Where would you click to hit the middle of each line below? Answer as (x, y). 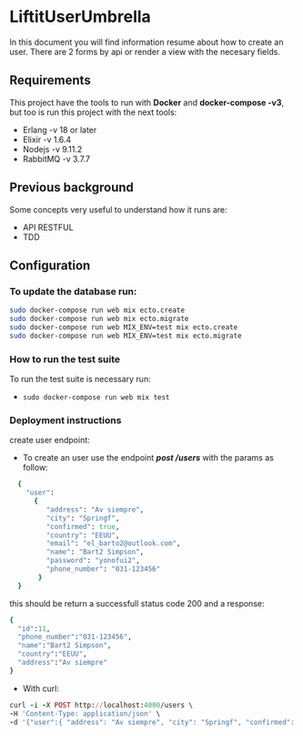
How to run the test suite (65, 359)
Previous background (72, 187)
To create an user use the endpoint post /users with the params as (148, 458)
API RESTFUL (48, 227)
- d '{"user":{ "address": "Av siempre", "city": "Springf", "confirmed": (152, 722)
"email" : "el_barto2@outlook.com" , (113, 544)
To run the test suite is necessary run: (81, 379)
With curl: (40, 688)
